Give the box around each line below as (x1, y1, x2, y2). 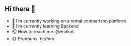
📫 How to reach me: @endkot (11, 28, 74, 34)
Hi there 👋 (4, 5, 36, 13)
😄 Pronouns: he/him (11, 35, 54, 42)
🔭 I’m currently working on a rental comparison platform (11, 18, 126, 23)
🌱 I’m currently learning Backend (11, 23, 79, 29)
